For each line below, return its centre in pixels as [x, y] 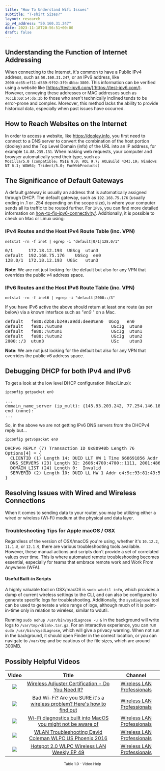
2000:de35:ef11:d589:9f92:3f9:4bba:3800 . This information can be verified [80, 82]
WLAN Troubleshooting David [68, 732]
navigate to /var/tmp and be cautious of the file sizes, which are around [77, 641]
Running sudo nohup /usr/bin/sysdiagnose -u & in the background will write [82, 620]
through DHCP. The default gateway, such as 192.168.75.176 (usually [75, 198]
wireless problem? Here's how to [68, 704]
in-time [12, 610]
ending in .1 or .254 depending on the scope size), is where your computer [80, 203]
